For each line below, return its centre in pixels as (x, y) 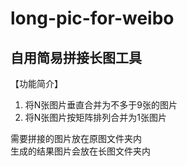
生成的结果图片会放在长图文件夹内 (80, 151)
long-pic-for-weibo (92, 18)
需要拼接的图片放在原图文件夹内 (76, 138)
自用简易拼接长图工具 (76, 57)
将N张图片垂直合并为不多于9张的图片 (101, 105)
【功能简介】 (36, 83)
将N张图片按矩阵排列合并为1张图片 (96, 117)
